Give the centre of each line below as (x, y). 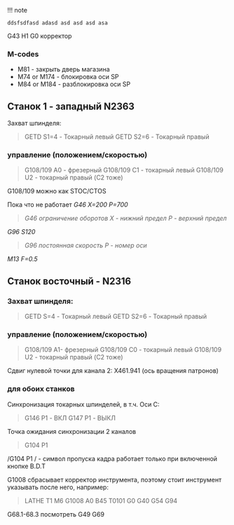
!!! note (18, 10)
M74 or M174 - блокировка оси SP (68, 77)
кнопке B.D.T (27, 466)
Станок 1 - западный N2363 (71, 106)
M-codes (23, 54)
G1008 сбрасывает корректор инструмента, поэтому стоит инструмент (115, 479)
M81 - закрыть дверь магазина (63, 69)
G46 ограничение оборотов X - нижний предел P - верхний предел (125, 218)
